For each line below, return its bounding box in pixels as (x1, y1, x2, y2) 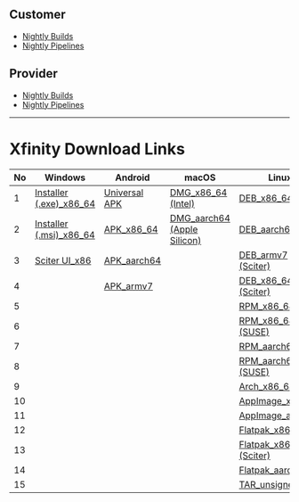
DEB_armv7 (238, 249, 288, 261)
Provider (9, 66, 58, 81)
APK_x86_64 (103, 223, 158, 235)
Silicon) (169, 234, 202, 246)
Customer (9, 7, 66, 22)
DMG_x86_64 (169, 186, 228, 199)
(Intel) (169, 197, 196, 210)
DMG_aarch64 (169, 211, 231, 224)
